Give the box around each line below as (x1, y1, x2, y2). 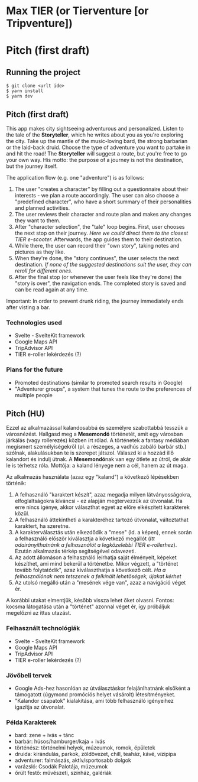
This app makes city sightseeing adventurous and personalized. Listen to (6, 125, 184, 132)
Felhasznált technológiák (6, 624, 80, 632)
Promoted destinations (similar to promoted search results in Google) (14, 379, 183, 386)
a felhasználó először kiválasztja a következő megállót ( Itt (14, 535, 155, 542)
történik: (6, 480, 27, 487)
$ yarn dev (6, 93, 33, 99)
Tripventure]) (6, 17, 73, 30)
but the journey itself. (6, 163, 58, 170)
